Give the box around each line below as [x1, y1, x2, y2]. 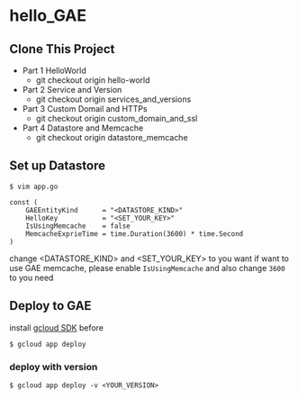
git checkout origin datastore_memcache [35, 132, 188, 142]
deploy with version [9, 360, 98, 373]
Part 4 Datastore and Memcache [22, 122, 144, 133]
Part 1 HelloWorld [22, 65, 87, 76]
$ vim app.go [9, 182, 59, 191]
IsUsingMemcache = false [25, 222, 131, 231]
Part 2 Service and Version [22, 85, 122, 95]
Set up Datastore [9, 159, 106, 174]
